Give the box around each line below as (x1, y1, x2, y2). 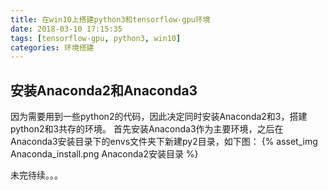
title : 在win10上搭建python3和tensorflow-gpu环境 (10, 14, 211, 25)
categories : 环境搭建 (10, 42, 95, 53)
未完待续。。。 (10, 169, 63, 181)
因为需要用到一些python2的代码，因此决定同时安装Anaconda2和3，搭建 (10, 111, 308, 123)
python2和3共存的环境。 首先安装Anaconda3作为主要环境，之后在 (10, 123, 284, 135)
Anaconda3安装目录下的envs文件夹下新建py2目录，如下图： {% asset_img (10, 136, 318, 148)
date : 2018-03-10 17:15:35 (10, 24, 123, 34)
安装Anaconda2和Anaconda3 (10, 82, 198, 99)
